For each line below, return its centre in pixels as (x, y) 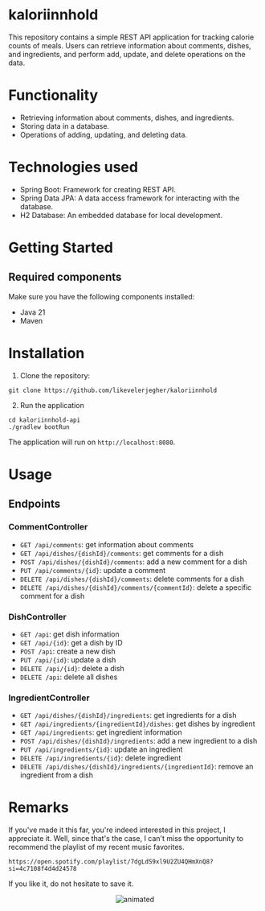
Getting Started (61, 248)
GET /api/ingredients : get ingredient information (101, 732)
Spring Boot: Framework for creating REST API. (98, 189)
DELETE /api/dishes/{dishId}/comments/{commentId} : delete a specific (136, 587)
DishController (37, 616)
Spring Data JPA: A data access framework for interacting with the (130, 198)
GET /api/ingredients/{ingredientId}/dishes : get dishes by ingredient (137, 724)
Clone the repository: (55, 375)
